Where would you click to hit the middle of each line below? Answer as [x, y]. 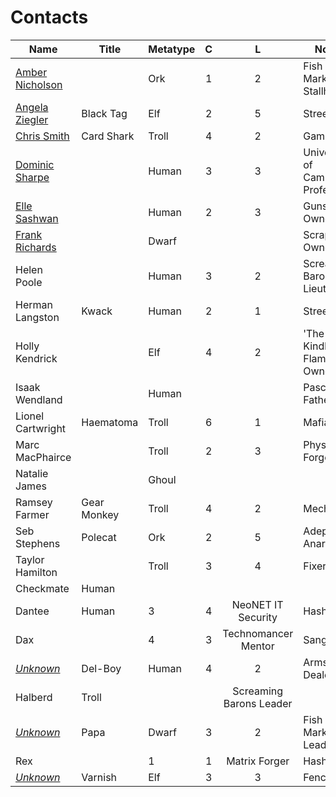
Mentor [257, 646]
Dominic [35, 164]
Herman [34, 304]
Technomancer [258, 633]
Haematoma [110, 422]
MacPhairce [43, 457]
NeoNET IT [257, 604]
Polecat [99, 537]
